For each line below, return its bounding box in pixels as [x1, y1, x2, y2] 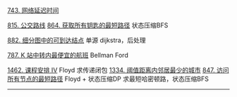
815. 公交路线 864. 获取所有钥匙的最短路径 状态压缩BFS [7, 21, 169, 30]
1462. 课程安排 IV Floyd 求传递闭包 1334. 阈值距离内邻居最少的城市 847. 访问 [7, 66, 229, 74]
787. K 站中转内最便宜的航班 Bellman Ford [7, 51, 128, 59]
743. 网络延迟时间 [7, 6, 59, 14]
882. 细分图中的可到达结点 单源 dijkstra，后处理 [7, 36, 146, 44]
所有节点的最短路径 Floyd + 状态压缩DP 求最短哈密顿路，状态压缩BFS [7, 75, 209, 83]
